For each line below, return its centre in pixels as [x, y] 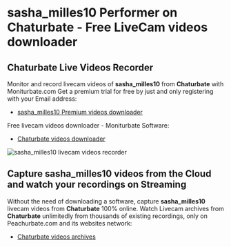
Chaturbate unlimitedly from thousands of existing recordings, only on [108, 216]
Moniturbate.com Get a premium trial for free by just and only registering [110, 91]
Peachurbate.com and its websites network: [70, 223]
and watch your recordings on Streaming [97, 185]
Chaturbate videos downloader [61, 139]
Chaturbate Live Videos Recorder [80, 67]
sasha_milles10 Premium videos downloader [80, 112]
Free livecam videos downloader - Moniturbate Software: [88, 125]
